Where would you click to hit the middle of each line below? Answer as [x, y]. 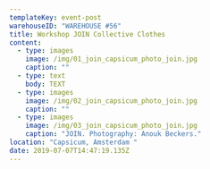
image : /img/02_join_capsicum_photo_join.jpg [112, 101]
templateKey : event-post [55, 17]
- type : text [42, 76]
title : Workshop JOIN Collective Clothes [88, 34]
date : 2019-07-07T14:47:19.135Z [69, 150]
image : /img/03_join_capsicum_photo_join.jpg [112, 126]
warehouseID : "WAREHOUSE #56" [66, 26]
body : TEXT [46, 84]
